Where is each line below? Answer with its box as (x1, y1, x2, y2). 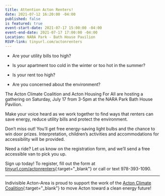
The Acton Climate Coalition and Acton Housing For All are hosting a (5, 91, 143, 97)
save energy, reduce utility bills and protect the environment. (5, 116, 128, 122)
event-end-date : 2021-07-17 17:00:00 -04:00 (5, 30, 98, 35)
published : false (5, 16, 41, 21)
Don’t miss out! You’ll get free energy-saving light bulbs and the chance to (5, 126, 156, 131)
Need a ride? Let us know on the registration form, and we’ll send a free (5, 146, 150, 152)
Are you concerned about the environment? (12, 81, 101, 87)
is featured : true (5, 21, 43, 26)
